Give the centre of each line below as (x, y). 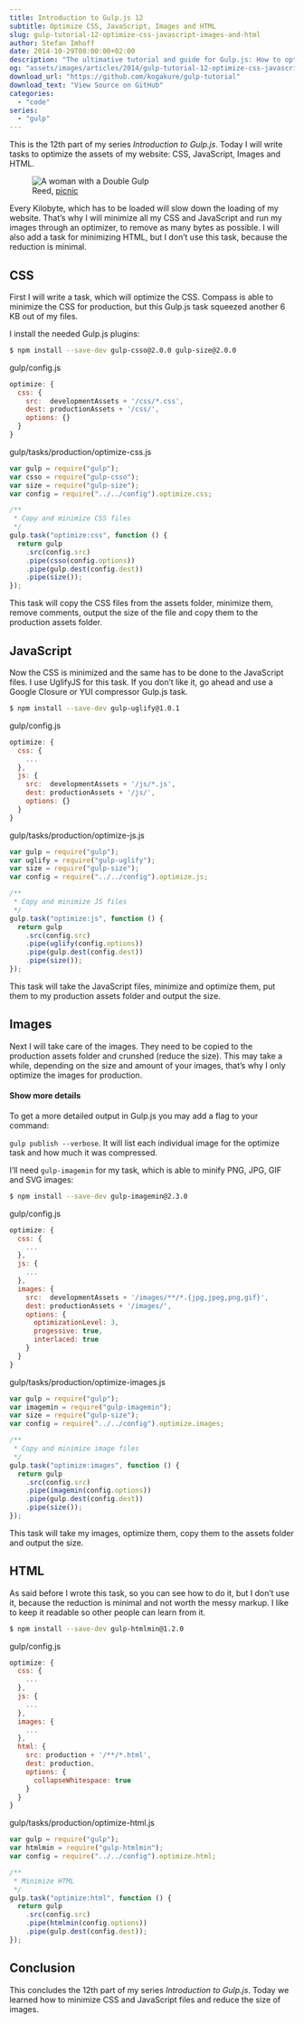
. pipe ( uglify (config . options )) (85, 944)
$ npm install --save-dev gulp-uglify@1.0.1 (95, 708)
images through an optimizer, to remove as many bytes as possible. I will (144, 228)
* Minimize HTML (44, 1881)
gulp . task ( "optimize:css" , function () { (89, 536)
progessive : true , (68, 1331)
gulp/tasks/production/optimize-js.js (77, 835)
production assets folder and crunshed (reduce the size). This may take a (146, 1056)
